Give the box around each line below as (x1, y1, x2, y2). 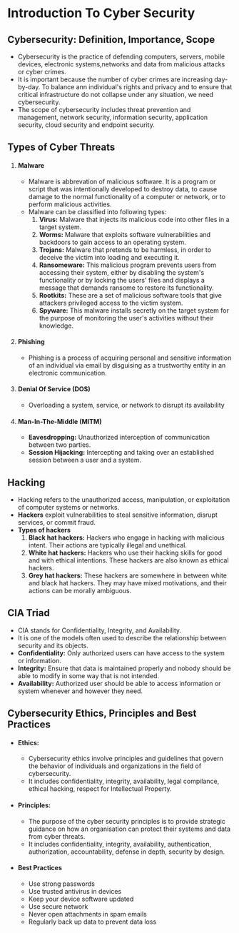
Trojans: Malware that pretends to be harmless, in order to (39, 245, 212, 254)
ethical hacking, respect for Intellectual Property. (28, 785, 172, 793)
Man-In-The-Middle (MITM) (17, 417, 102, 425)
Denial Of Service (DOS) (17, 385, 91, 393)
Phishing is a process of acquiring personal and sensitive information (28, 353, 232, 362)
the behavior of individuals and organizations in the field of (28, 762, 202, 770)
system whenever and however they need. (17, 687, 143, 695)
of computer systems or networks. (17, 503, 120, 512)
